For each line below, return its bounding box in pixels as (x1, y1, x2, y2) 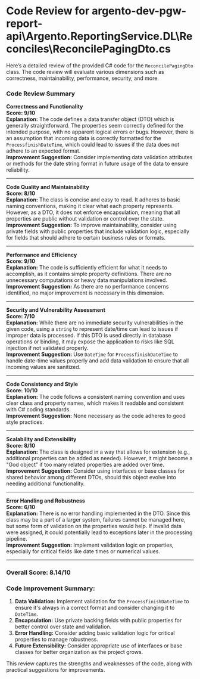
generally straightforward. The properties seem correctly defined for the (6, 122, 183, 129)
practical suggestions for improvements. (6, 666, 105, 674)
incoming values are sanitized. (6, 364, 81, 371)
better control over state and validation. (14, 623, 112, 630)
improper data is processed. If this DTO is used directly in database (6, 332, 171, 339)
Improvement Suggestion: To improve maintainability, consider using (6, 222, 177, 229)
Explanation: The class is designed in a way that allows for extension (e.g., (6, 448, 190, 455)
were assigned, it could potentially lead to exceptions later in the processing (6, 529, 193, 536)
